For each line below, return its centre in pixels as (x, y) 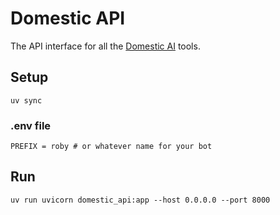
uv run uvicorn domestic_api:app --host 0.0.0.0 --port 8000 (140, 200)
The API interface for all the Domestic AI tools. (105, 46)
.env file (31, 125)
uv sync (26, 100)
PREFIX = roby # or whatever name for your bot (111, 147)
